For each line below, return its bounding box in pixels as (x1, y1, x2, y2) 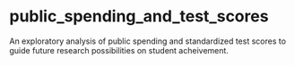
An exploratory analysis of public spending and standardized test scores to (9, 36, 287, 46)
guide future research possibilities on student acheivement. (9, 45, 229, 55)
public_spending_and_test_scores (9, 6, 269, 27)
